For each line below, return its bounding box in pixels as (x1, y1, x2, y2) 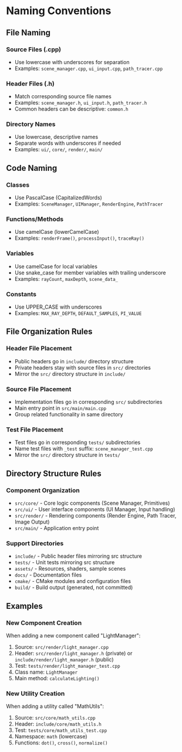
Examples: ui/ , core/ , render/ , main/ (14, 146, 103, 153)
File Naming (6, 28, 51, 38)
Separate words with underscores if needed (14, 140, 122, 147)
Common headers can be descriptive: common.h (14, 105, 129, 112)
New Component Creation (6, 618, 82, 627)
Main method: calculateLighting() (14, 675, 100, 681)
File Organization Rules (6, 327, 93, 337)
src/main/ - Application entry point (14, 525, 99, 532)
